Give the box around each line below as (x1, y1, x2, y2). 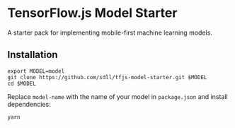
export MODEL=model (7, 67, 65, 75)
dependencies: (7, 100, 51, 108)
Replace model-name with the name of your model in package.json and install (7, 92, 228, 100)
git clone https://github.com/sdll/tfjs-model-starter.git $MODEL (7, 74, 207, 81)
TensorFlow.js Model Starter (7, 5, 178, 21)
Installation (7, 49, 58, 61)
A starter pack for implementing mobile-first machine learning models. (7, 28, 212, 37)
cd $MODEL (7, 80, 37, 87)
